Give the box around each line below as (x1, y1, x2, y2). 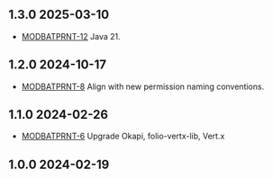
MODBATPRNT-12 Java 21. (21, 31, 121, 41)
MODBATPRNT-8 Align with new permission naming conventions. (21, 81, 265, 92)
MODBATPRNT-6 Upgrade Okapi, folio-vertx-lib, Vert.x (21, 130, 225, 142)
